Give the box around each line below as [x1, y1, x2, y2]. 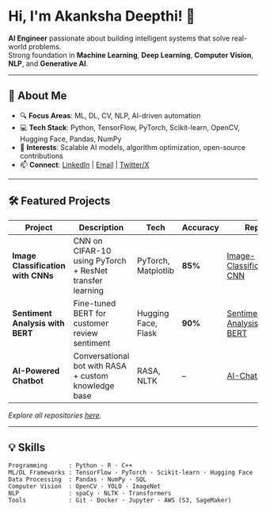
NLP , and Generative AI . [8, 59, 89, 68]
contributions [19, 151, 63, 160]
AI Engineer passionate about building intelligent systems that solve [8, 33, 230, 43]
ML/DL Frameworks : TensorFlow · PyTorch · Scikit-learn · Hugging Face [8, 468, 253, 477]
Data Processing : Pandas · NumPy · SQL [8, 475, 147, 483]
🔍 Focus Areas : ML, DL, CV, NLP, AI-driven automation [19, 110, 201, 120]
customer [73, 318, 109, 329]
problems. [28, 41, 62, 51]
